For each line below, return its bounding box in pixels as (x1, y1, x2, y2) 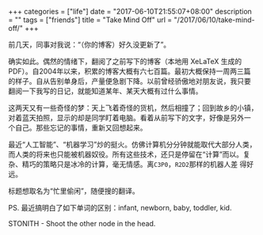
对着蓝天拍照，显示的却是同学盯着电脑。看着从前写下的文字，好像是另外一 (8, 113, 251, 122)
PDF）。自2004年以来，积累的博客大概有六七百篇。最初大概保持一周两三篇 (8, 66, 251, 76)
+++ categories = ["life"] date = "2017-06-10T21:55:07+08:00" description (8, 7, 252, 16)
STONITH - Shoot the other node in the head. (8, 219, 156, 228)
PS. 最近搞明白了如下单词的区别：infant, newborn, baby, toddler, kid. (8, 203, 232, 212)
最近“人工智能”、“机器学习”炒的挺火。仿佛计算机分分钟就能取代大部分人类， (8, 140, 257, 149)
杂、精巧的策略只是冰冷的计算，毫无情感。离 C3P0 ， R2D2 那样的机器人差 (8, 160, 238, 169)
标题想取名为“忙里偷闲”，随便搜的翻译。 (8, 186, 140, 195)
